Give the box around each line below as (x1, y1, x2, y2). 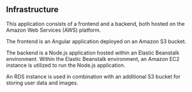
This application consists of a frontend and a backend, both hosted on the (6, 20, 185, 27)
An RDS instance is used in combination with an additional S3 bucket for (6, 73, 181, 80)
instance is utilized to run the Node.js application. (6, 62, 126, 69)
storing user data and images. (6, 79, 79, 86)
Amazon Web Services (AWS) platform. (6, 26, 101, 33)
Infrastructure (6, 5, 59, 15)
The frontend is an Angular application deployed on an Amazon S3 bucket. (6, 38, 187, 45)
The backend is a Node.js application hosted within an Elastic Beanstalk (6, 49, 180, 56)
